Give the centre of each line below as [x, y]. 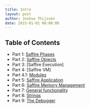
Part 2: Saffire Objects [34, 60]
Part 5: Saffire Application [38, 80]
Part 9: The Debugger [34, 101]
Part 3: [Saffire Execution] [38, 65]
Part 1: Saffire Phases [33, 54]
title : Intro [18, 9]
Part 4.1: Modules [29, 75]
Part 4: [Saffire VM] [31, 70]
